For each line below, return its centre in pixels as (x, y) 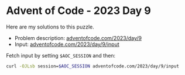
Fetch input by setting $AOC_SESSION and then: (61, 55)
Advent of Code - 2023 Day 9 (78, 11)
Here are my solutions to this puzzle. (50, 27)
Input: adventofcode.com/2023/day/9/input (67, 44)
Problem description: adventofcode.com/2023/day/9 (78, 38)
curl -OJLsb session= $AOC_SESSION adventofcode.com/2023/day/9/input (93, 66)
